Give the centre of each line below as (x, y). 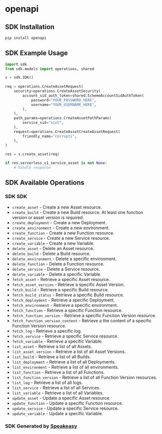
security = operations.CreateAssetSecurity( (57, 91)
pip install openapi (26, 38)
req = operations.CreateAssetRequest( (44, 87)
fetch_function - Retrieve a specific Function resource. (67, 310)
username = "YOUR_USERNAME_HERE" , (64, 105)
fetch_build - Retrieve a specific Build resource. (60, 289)
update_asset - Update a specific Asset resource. (61, 398)
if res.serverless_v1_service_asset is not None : (56, 163)
